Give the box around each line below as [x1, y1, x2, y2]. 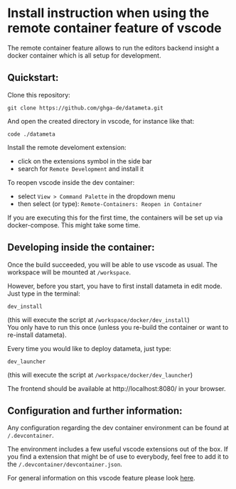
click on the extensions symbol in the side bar [17, 156, 152, 165]
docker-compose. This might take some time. [7, 220, 141, 229]
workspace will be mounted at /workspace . [7, 268, 132, 276]
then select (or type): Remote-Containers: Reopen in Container [17, 199, 203, 208]
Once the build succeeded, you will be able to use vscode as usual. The [7, 260, 218, 269]
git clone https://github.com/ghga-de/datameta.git [7, 104, 163, 112]
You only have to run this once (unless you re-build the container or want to [7, 323, 229, 331]
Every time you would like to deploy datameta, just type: [7, 344, 172, 353]
